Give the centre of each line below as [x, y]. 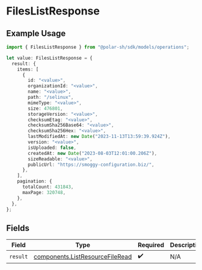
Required [151, 245]
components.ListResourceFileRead [83, 256]
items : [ [28, 69]
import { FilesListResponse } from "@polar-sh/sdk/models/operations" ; [98, 47]
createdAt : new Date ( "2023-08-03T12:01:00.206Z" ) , [93, 153]
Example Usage [36, 33]
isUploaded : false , [52, 148]
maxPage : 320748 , [44, 192]
